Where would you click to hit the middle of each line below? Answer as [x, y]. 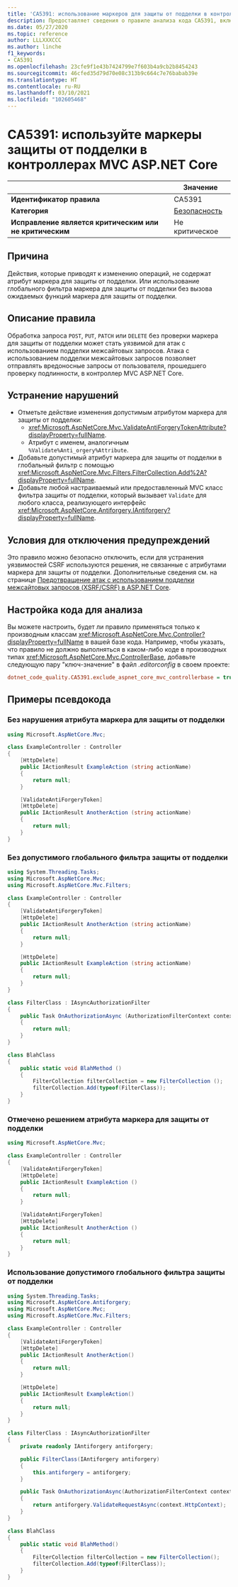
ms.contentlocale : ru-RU [44, 87]
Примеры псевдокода [59, 700]
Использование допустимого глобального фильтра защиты [116, 1272]
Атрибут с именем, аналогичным [79, 442]
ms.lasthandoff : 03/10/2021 [49, 93]
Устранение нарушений [63, 395]
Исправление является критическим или [85, 222]
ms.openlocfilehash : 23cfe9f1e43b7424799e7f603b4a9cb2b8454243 [103, 67]
